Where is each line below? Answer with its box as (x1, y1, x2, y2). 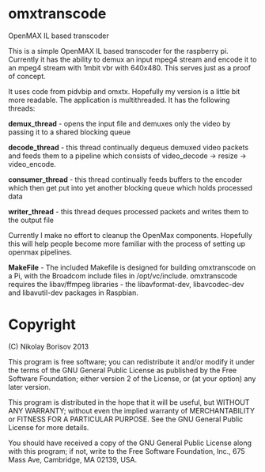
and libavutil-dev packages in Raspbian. (8, 288, 138, 297)
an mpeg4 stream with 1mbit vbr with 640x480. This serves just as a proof (8, 62, 252, 72)
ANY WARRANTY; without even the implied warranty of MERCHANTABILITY (8, 406, 256, 415)
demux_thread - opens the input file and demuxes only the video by (8, 119, 231, 128)
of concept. (8, 71, 46, 81)
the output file (8, 215, 54, 225)
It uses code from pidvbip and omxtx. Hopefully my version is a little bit (8, 86, 240, 96)
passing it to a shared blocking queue (8, 127, 131, 137)
